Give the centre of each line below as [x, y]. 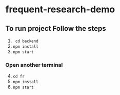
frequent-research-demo [60, 9]
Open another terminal [34, 65]
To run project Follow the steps [56, 28]
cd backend [27, 41]
